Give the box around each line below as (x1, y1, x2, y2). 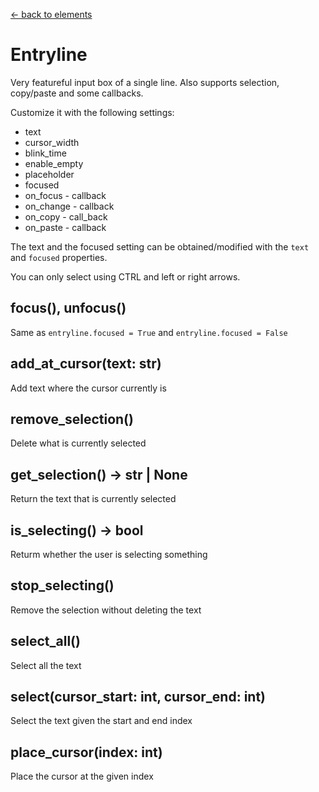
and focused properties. (10, 251, 108, 263)
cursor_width (24, 136, 80, 148)
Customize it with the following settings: (10, 106, 175, 118)
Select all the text (10, 659, 82, 671)
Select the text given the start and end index (10, 715, 193, 727)
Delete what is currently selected (10, 437, 147, 449)
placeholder (24, 168, 75, 180)
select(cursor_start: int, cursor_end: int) (10, 689, 267, 706)
